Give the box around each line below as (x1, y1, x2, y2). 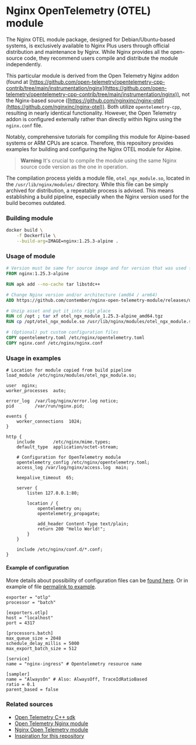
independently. (6, 60, 42, 68)
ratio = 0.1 (6, 682, 35, 688)
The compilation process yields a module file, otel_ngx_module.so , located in (6, 174, 190, 181)
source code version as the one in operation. (20, 163, 128, 170)
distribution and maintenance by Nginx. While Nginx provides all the (6, 48, 169, 55)
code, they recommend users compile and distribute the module (24, 54, 178, 61)
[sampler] (6, 671, 30, 677)
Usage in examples (6, 354, 61, 362)
